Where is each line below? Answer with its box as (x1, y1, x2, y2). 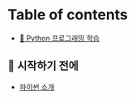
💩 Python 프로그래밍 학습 (19, 33, 100, 43)
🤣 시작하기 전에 (7, 59, 79, 73)
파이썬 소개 (19, 82, 55, 92)
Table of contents (7, 6, 129, 24)
